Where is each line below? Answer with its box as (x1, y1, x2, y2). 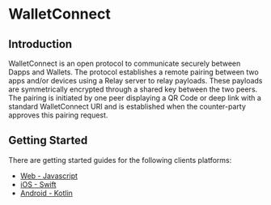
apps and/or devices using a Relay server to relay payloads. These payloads (8, 76, 263, 85)
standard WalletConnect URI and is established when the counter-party (8, 102, 247, 111)
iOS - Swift (19, 179, 57, 189)
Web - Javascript (19, 171, 78, 181)
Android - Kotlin (19, 188, 73, 198)
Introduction (8, 37, 73, 51)
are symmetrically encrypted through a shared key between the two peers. (8, 84, 258, 94)
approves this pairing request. (8, 110, 108, 120)
